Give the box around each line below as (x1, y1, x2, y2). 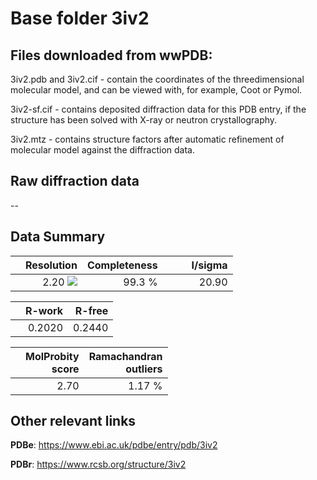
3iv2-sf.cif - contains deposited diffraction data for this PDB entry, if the (10, 103, 307, 115)
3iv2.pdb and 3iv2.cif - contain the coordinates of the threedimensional (10, 73, 305, 85)
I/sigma (191, 258, 228, 272)
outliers (125, 362, 163, 376)
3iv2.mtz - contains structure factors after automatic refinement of (10, 133, 285, 145)
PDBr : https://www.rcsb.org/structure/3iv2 (10, 458, 187, 471)
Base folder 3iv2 (10, 7, 150, 30)
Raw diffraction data (10, 173, 140, 190)
